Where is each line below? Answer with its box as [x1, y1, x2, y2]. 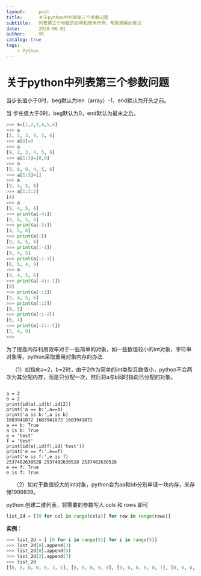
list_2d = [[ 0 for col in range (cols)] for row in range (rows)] [6, 513, 171, 519]
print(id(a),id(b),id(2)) [6, 401, 71, 407]
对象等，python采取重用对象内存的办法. [6, 353, 104, 360]
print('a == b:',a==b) [6, 406, 63, 412]
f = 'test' [6, 438, 34, 444]
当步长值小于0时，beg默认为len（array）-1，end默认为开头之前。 [6, 97, 170, 104]
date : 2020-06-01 [6, 25, 66, 32]
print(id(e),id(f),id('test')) [6, 443, 85, 449]
